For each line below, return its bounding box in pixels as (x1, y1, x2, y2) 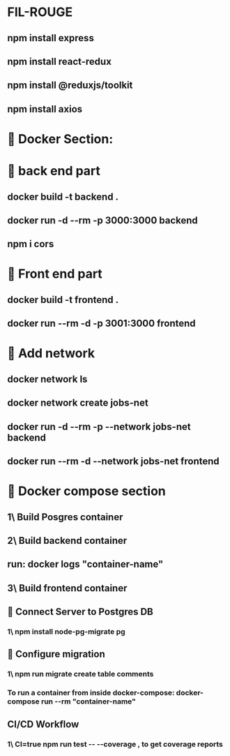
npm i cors (7, 238, 54, 250)
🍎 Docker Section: (7, 131, 114, 147)
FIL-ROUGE (7, 4, 73, 20)
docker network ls (7, 373, 88, 385)
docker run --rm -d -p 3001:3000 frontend (7, 318, 197, 329)
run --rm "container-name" (40, 697, 136, 706)
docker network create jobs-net (7, 397, 148, 409)
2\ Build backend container (7, 535, 128, 547)
